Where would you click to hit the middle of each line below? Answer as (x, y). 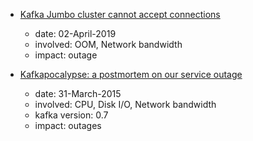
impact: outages (68, 125)
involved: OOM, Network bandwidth (108, 44)
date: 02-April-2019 (75, 33)
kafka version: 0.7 (71, 115)
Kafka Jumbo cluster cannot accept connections (120, 14)
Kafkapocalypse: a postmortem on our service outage (131, 74)
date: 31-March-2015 (78, 93)
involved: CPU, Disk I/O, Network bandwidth (125, 104)
